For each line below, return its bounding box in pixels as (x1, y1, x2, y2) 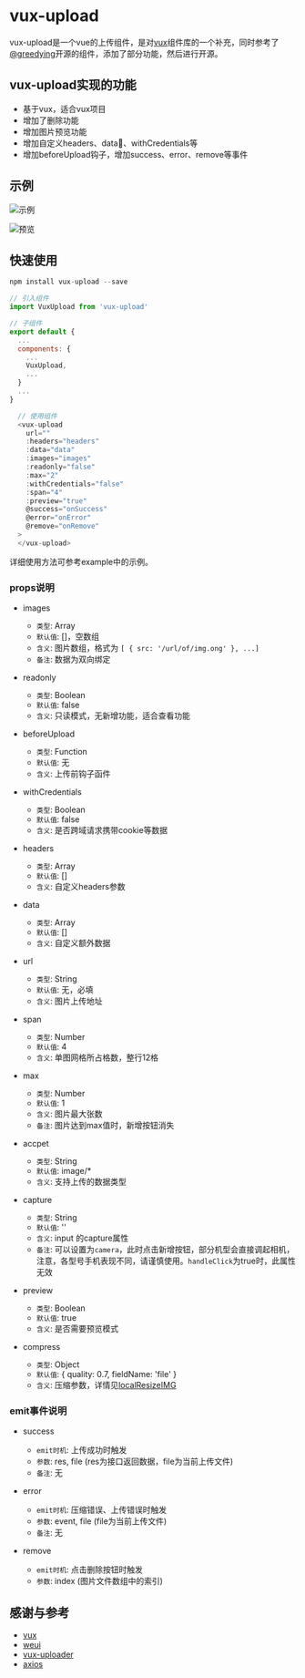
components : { (17, 344, 71, 354)
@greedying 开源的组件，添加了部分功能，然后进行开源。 (9, 47, 223, 59)
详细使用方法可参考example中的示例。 (9, 556, 153, 567)
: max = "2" (25, 470, 59, 479)
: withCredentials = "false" (25, 479, 125, 489)
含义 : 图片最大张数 (36, 1108, 103, 1119)
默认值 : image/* (36, 1166, 92, 1177)
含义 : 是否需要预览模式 (36, 1323, 119, 1334)
